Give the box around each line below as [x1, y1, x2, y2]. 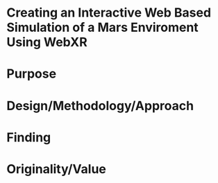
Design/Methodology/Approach [6, 98, 194, 114]
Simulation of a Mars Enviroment [6, 19, 199, 35]
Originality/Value [6, 161, 107, 177]
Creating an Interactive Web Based [6, 5, 212, 21]
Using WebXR [6, 35, 87, 50]
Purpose [6, 66, 57, 82]
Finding [6, 130, 51, 145]
